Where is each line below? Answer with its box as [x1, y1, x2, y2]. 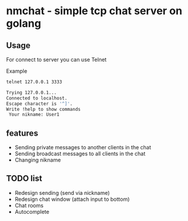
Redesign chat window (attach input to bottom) [14, 196, 130, 203]
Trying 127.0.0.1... [6, 89, 58, 95]
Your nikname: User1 [8, 111, 60, 118]
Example [6, 68, 28, 75]
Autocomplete [14, 208, 49, 215]
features [6, 128, 39, 138]
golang [6, 17, 42, 30]
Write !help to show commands [6, 106, 81, 112]
